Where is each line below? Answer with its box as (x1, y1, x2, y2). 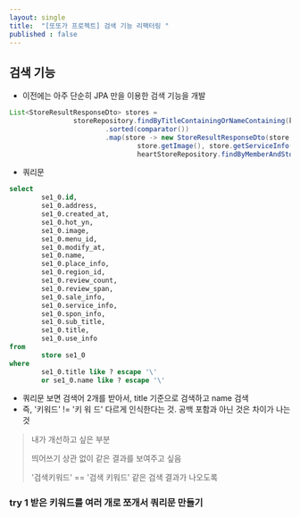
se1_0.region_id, (41, 268, 105, 277)
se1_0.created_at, (41, 210, 110, 219)
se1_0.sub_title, (41, 318, 105, 327)
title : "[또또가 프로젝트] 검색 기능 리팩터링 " (9, 21, 170, 30)
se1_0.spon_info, (41, 309, 105, 318)
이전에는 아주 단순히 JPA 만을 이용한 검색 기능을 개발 (21, 90, 206, 101)
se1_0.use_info (41, 334, 98, 344)
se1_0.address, (41, 202, 98, 211)
